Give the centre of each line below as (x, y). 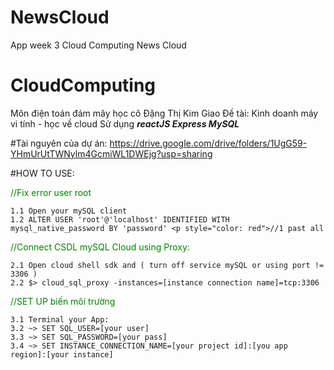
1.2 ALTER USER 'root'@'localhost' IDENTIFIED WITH (120, 219)
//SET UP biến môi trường (63, 301)
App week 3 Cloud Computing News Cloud (98, 45)
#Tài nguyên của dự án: (59, 143)
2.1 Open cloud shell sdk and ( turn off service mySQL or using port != (167, 265)
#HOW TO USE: (42, 173)
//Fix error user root (51, 192)
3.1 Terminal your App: (60, 319)
